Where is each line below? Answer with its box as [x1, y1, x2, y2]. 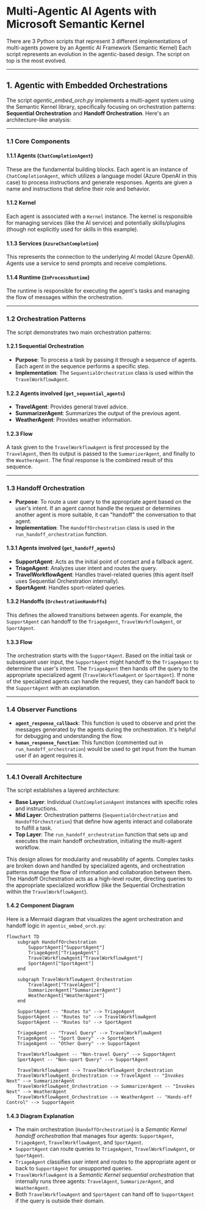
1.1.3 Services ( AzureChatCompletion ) [6, 239, 99, 247]
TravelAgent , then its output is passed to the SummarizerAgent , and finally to [6, 450, 195, 457]
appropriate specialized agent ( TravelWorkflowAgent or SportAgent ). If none [6, 672, 195, 679]
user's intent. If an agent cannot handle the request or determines [15, 504, 181, 512]
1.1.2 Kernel [6, 199, 36, 206]
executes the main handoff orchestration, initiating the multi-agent [15, 837, 182, 844]
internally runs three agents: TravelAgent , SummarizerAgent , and [15, 1178, 174, 1185]
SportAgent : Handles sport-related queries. [15, 584, 126, 591]
